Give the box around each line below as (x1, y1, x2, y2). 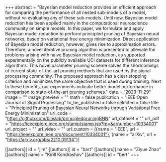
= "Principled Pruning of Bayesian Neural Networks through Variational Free (5, 105, 161, 111)
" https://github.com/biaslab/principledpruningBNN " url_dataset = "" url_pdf (5, 116, 160, 121)
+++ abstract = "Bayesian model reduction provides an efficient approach (5, 4, 157, 10)
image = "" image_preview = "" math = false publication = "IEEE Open (5, 94, 148, 100)
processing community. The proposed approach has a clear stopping (5, 73, 147, 79)
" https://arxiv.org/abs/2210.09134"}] (5, 137, 80, 143)
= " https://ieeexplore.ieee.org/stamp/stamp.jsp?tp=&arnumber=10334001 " (5, 121, 158, 127)
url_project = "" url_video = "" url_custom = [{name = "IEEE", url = (5, 126, 139, 132)
